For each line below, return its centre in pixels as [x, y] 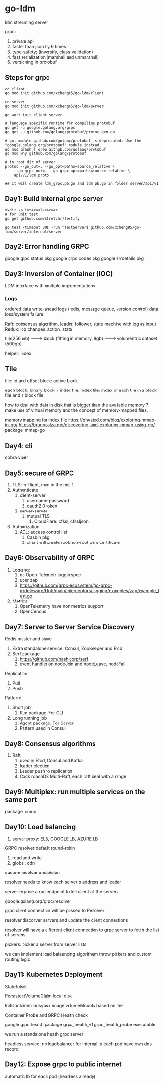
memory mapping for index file [36, 420]
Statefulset [16, 986]
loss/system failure [24, 314]
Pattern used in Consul [43, 728]
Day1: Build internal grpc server [54, 199]
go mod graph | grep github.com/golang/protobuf [56, 149]
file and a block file [24, 395]
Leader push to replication [46, 771]
